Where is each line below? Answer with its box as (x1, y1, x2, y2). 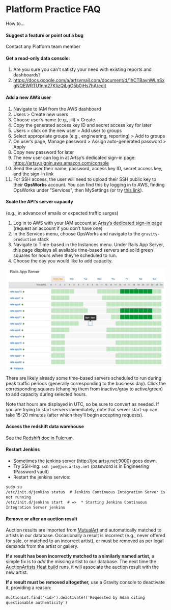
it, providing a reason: (6, 585, 51, 591)
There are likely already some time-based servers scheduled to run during (6, 375, 162, 381)
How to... (6, 20, 25, 26)
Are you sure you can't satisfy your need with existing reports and (13, 66, 152, 72)
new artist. (6, 569, 28, 575)
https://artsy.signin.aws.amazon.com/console (13, 160, 109, 166)
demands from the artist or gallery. (6, 543, 78, 549)
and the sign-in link (13, 171, 54, 177)
